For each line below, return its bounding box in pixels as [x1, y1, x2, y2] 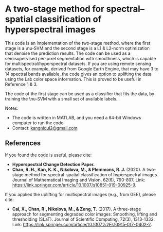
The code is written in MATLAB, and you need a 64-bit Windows [12, 115, 141, 120]
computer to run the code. [12, 120, 65, 126]
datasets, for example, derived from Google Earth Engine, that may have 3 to [5, 66, 159, 71]
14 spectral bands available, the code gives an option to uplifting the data [5, 71, 152, 77]
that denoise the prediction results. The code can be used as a [5, 50, 130, 56]
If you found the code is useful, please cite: [5, 152, 92, 158]
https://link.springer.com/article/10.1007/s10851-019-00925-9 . [12, 182, 137, 188]
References [5, 139, 41, 148]
